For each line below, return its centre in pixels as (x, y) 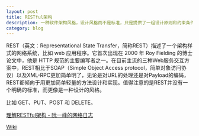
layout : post (22, 12)
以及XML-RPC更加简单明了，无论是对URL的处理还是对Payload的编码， (103, 75)
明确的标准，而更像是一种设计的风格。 (58, 90)
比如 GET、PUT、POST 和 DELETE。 (51, 103)
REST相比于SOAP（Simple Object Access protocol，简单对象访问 (102, 68)
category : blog (25, 28)
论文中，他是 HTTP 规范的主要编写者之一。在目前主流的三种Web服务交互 (95, 60)
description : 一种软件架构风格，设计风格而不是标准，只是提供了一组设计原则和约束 (96, 22)
